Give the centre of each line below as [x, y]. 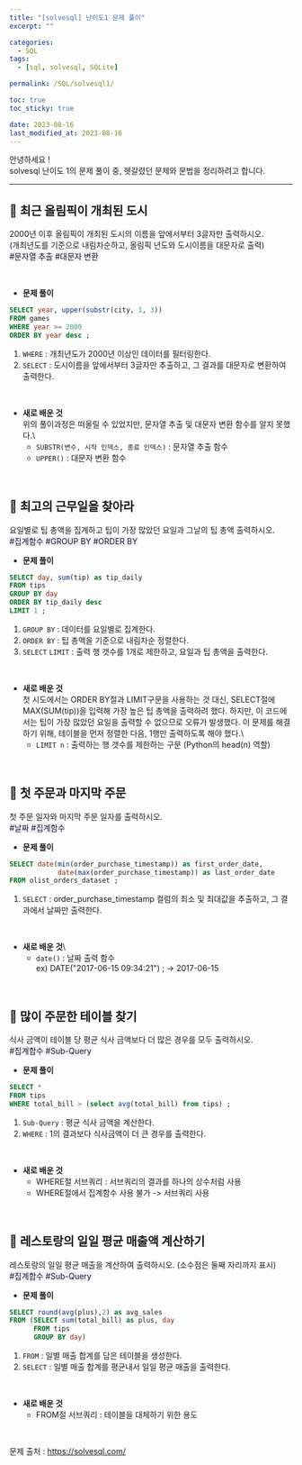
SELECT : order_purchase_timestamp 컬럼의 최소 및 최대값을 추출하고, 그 [150, 899]
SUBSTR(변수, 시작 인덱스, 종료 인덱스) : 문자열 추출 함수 [132, 446]
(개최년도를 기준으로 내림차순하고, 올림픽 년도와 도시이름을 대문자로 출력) [137, 245]
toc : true [28, 100]
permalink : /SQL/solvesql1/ [62, 84]
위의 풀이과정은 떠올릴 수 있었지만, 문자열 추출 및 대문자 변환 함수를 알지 [148, 423]
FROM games [30, 319]
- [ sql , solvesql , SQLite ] [68, 68]
